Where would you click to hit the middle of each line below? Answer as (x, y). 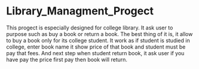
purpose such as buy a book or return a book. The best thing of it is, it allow (99, 34)
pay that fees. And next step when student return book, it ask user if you (95, 53)
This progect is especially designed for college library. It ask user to (90, 28)
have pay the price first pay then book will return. (67, 59)
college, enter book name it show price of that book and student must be (96, 47)
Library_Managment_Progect (80, 11)
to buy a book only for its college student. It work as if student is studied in (98, 40)
